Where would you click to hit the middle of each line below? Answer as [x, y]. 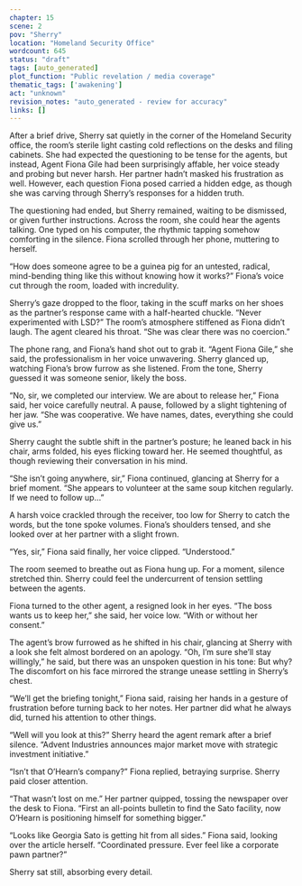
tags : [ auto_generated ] [54, 69]
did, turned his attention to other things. [83, 717]
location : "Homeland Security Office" [82, 43]
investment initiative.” [49, 754]
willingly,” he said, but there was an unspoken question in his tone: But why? [151, 662]
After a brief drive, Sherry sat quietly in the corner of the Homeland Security [151, 135]
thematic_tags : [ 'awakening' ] [66, 85]
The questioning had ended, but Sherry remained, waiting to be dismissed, [148, 211]
